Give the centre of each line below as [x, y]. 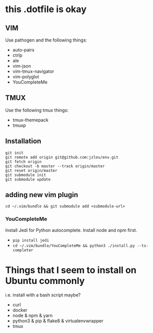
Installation [23, 141]
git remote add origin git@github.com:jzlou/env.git [62, 157]
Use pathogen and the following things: [46, 40]
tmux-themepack [31, 120]
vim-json [22, 66]
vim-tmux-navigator [33, 71]
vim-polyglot [26, 77]
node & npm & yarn [33, 315]
